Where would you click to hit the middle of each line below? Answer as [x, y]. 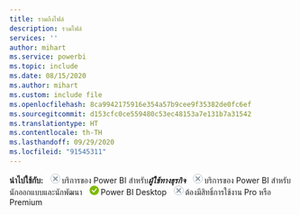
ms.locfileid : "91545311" [58, 152]
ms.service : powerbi [48, 57]
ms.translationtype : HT [54, 123]
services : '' [34, 38]
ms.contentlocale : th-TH [56, 133]
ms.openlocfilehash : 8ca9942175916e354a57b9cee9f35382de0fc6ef [131, 104]
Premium [26, 202]
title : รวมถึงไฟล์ [37, 19]
